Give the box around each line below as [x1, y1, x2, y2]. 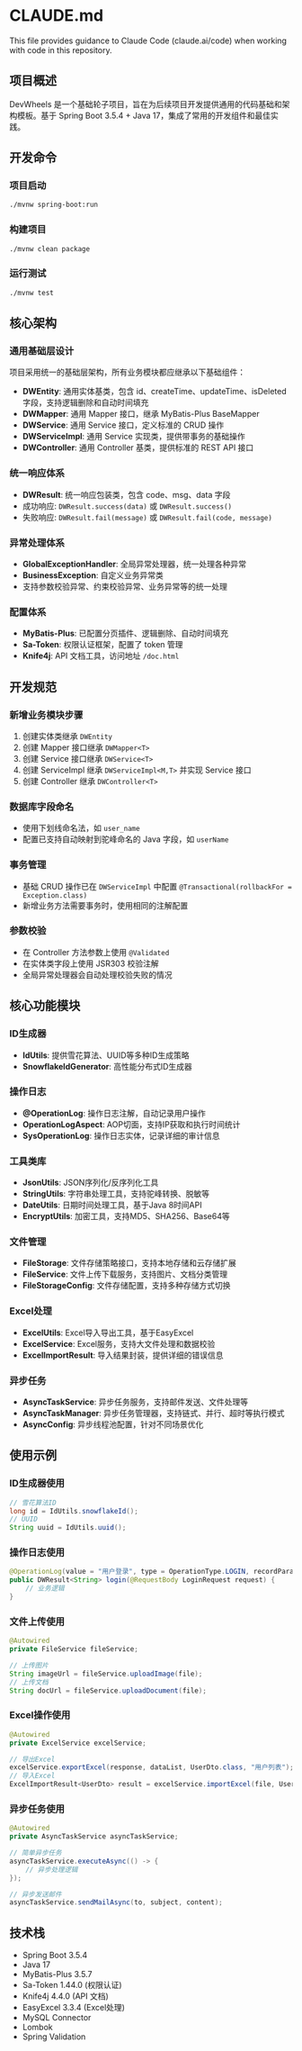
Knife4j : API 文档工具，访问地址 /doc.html [22, 650, 180, 662]
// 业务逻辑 [25, 1584, 65, 1594]
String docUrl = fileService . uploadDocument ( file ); [9, 1685, 207, 1695]
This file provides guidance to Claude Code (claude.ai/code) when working [9, 35, 288, 46]
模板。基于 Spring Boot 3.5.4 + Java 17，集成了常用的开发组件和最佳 [16, 110, 271, 121]
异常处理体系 [9, 537, 66, 549]
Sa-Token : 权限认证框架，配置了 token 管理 [22, 639, 183, 650]
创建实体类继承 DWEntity [22, 730, 113, 741]
